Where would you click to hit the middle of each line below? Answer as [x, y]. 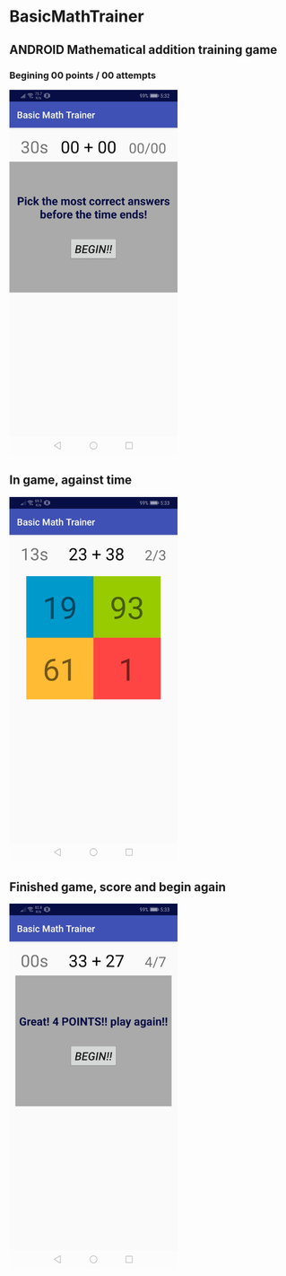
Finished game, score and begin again [117, 887]
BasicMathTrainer [77, 17]
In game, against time [71, 481]
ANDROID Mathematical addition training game [143, 50]
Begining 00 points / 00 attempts [83, 75]
